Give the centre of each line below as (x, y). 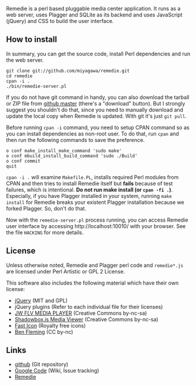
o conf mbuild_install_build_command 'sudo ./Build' (72, 156)
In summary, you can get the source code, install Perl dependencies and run (98, 54)
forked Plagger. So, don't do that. (46, 208)
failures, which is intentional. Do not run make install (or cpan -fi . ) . (89, 189)
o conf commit (23, 161)
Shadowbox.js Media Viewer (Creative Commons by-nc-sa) (86, 319)
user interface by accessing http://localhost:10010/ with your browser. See (96, 226)
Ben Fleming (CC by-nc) (44, 332)
